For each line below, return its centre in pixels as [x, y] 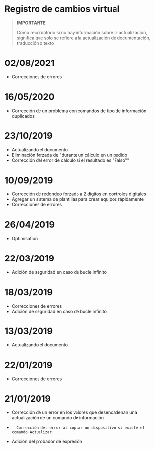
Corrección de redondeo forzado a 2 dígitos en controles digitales [79, 194]
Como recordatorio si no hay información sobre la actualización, [82, 32]
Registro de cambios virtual [62, 9]
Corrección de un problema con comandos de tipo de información [79, 111]
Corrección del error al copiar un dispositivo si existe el [81, 428]
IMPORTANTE [31, 23]
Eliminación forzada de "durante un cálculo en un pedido [70, 155]
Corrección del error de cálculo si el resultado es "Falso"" [70, 160]
